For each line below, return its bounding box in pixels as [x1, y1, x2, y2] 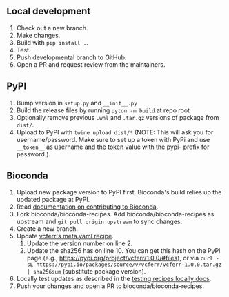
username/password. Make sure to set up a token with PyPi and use [16, 135, 210, 143]
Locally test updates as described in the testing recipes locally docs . [16, 275, 212, 283]
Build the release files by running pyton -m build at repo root [16, 106, 190, 114]
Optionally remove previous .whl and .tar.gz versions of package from [16, 113, 219, 121]
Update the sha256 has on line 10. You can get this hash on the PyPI [26, 247, 221, 255]
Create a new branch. [16, 225, 79, 233]
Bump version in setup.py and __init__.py [16, 99, 137, 107]
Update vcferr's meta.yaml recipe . [16, 232, 114, 240]
